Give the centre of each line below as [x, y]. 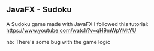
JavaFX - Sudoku [39, 10]
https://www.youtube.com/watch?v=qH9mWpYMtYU [71, 30]
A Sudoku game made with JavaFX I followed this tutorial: [77, 24]
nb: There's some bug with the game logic [58, 42]
